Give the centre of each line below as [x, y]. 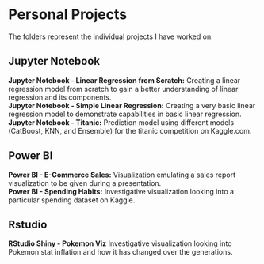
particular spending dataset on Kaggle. [72, 200]
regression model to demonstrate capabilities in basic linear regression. [125, 114]
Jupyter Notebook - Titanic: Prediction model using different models [121, 122]
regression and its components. [60, 97]
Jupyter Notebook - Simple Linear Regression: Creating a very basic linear [132, 105]
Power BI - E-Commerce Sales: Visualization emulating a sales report [122, 175]
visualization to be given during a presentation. [85, 183]
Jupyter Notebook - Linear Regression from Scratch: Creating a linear [124, 80]
